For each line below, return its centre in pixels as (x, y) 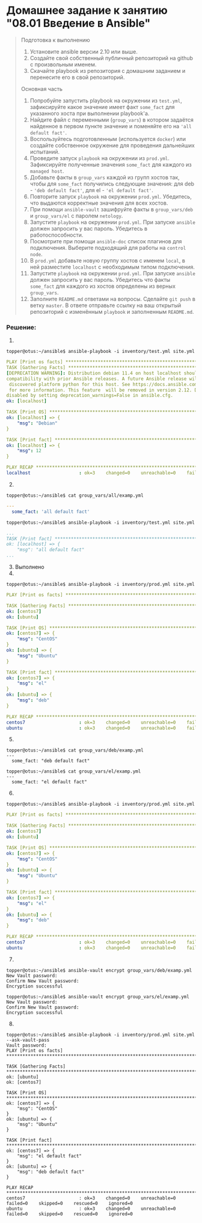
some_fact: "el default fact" (49, 782)
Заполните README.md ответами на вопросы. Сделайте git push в (112, 299)
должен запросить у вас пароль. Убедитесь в (89, 228)
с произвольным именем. (63, 64)
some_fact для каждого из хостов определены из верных (103, 286)
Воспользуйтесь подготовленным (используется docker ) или (108, 138)
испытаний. (45, 152)
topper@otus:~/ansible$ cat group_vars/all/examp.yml (75, 495)
